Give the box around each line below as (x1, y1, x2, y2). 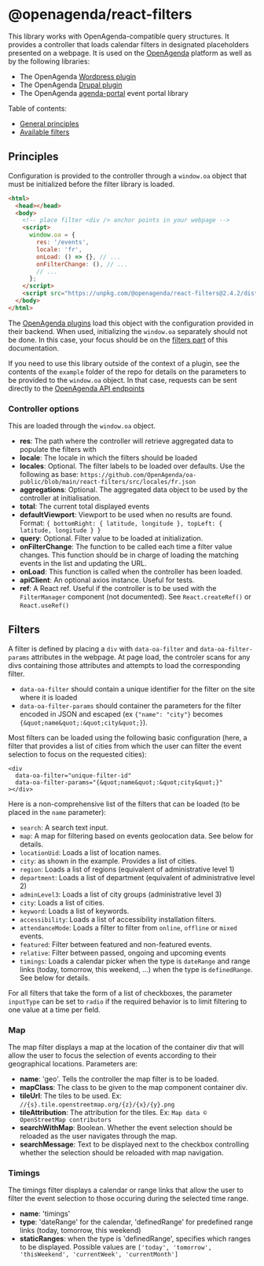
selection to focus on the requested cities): (8, 749, 147, 759)
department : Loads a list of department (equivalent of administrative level (19, 872, 255, 882)
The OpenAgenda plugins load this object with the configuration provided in (8, 318, 254, 328)
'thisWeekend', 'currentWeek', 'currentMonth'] (19, 1251, 178, 1259)
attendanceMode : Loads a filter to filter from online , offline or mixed (19, 923, 237, 932)
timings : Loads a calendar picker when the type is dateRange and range (19, 956, 251, 966)
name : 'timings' (19, 1209, 71, 1219)
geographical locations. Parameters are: (8, 1059, 137, 1069)
